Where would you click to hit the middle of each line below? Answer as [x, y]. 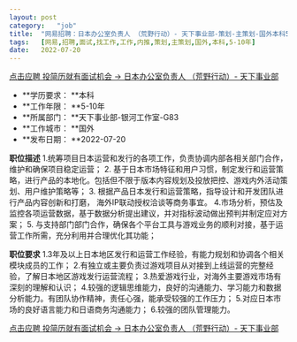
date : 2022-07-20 [45, 50]
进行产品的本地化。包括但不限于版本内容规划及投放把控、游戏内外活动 [152, 180]
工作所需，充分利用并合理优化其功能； [86, 236]
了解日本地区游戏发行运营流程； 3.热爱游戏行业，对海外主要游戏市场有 [153, 277]
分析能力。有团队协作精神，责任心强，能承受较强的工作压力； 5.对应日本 [141, 299]
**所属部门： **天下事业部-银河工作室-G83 [100, 118]
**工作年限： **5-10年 [64, 106]
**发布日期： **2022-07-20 [74, 140]
